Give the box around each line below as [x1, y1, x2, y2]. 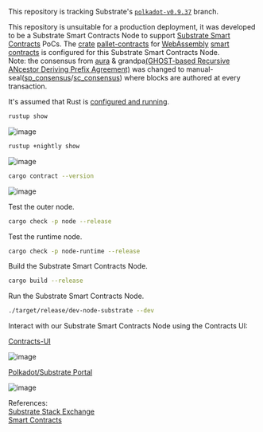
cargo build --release [8, 277, 83, 285]
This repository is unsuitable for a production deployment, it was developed [8, 22, 256, 31]
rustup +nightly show [8, 142, 80, 150]
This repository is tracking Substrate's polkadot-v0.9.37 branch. [8, 7, 219, 16]
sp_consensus [24, 73, 72, 82]
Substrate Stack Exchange [8, 406, 95, 417]
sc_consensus [73, 73, 121, 82]
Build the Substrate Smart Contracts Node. [8, 261, 149, 271]
